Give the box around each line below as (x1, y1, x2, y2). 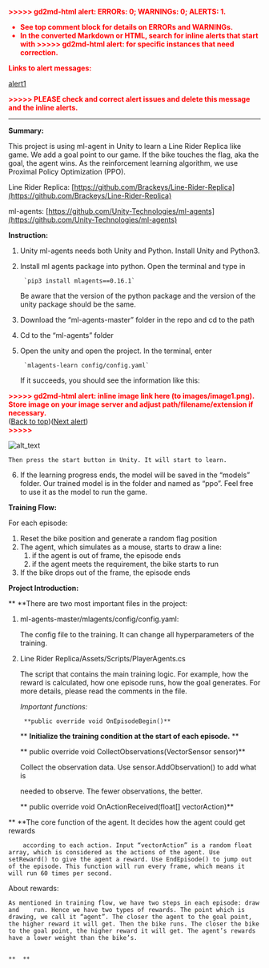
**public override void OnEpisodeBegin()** (23, 717, 171, 725)
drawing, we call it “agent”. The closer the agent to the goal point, (8, 913, 252, 921)
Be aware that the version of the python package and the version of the (19, 291, 256, 300)
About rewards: (8, 884, 59, 893)
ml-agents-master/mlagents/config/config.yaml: (19, 614, 179, 624)
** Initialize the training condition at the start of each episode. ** (19, 732, 239, 741)
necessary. (8, 408, 46, 417)
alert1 (8, 79, 26, 88)
